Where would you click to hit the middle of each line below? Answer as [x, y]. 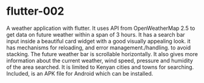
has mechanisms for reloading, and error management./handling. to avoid [99, 48]
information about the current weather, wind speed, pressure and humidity [100, 60]
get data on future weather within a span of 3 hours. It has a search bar [96, 34]
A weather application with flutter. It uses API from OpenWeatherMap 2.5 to [101, 28]
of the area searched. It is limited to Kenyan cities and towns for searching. [100, 67]
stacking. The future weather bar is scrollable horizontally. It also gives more [102, 54]
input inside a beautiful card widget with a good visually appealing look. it [98, 41]
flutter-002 [35, 11]
